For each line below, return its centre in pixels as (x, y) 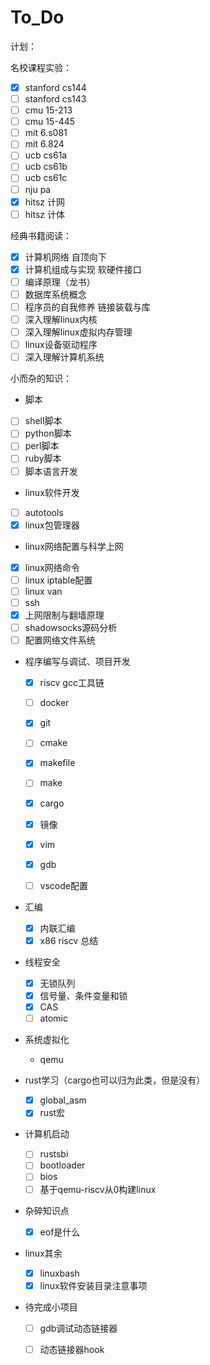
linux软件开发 (52, 492)
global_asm (63, 1100)
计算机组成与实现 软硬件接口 (83, 269)
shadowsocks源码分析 (71, 627)
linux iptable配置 (58, 580)
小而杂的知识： (41, 378)
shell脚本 (43, 421)
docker (54, 703)
